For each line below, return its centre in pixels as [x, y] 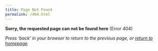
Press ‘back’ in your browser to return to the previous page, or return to [79, 38]
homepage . [17, 43]
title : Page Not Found [29, 10]
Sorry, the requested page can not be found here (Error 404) [69, 28]
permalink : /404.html [28, 14]
